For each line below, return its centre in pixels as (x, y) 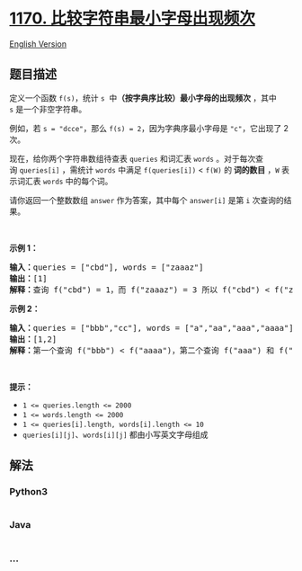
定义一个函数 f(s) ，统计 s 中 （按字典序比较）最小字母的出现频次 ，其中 (143, 98)
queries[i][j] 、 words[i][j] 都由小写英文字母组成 (115, 434)
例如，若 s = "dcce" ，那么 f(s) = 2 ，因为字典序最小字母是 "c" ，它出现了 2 (149, 128)
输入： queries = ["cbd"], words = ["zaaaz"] (107, 267)
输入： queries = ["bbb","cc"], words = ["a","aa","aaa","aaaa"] (151, 328)
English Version (38, 44)
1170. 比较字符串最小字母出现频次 (133, 18)
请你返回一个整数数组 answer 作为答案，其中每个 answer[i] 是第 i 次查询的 (147, 200)
